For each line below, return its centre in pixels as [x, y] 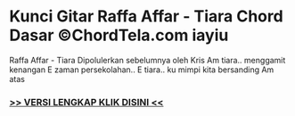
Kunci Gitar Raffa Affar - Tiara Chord [146, 17]
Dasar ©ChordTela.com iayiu [119, 35]
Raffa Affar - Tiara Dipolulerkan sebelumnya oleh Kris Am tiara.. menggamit [147, 60]
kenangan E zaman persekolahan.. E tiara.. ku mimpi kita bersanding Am [142, 70]
